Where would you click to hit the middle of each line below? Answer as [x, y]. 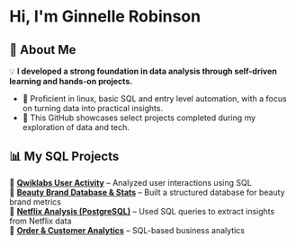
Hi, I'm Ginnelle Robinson [105, 17]
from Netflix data [40, 221]
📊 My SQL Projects [64, 157]
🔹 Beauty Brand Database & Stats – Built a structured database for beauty [147, 192]
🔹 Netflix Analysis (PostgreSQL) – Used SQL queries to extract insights [142, 211]
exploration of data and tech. [76, 127]
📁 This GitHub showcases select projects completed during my [139, 118]
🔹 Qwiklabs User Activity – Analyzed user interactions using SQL [130, 182]
